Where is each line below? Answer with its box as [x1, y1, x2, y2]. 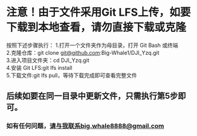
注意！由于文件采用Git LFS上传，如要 [6, 5, 192, 19]
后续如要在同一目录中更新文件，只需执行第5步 [6, 91, 178, 101]
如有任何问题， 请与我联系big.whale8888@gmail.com [6, 122, 164, 130]
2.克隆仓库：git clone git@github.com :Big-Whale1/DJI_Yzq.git [6, 49, 160, 56]
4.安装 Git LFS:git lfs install [6, 64, 73, 71]
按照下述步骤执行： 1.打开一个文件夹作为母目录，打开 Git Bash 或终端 [6, 42, 178, 49]
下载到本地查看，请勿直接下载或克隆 [6, 20, 187, 34]
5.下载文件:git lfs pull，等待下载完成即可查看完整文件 [6, 72, 137, 79]
